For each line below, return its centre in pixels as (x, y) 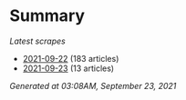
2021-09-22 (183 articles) (71, 58)
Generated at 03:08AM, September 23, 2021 (93, 85)
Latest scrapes (37, 41)
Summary (47, 16)
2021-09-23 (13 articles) (68, 68)
